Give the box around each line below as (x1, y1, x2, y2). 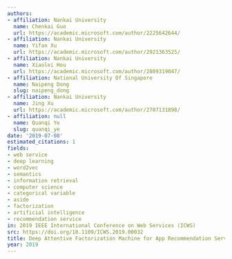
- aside (7, 196, 30, 204)
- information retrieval (7, 177, 79, 184)
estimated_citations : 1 (7, 139, 76, 146)
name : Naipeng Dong (13, 81, 70, 88)
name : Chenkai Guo (13, 23, 67, 30)
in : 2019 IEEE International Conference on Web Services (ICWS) (7, 222, 196, 229)
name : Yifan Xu (13, 42, 57, 49)
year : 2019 (7, 241, 39, 249)
